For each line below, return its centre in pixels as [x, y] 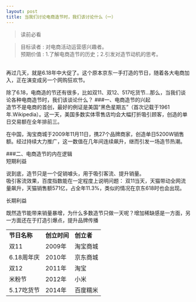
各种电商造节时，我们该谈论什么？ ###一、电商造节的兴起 [81, 99]
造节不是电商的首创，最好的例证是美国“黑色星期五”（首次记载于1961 [88, 107]
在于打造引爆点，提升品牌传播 [62, 220]
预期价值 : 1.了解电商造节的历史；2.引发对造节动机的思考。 [91, 54]
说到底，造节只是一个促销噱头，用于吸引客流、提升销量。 [75, 173]
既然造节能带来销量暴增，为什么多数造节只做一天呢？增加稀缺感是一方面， [96, 213]
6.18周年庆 [24, 257]
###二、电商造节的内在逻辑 [39, 154]
